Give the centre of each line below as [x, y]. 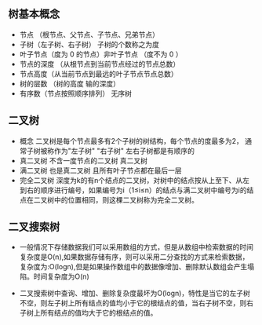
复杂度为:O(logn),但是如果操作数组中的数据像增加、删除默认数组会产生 [133, 267]
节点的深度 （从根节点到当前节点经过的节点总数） [100, 64]
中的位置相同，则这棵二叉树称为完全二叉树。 [126, 199]
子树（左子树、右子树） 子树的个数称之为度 [89, 44]
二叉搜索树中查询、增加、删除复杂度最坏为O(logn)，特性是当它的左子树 [135, 294]
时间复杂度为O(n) [61, 276]
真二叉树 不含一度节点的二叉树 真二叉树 [83, 160]
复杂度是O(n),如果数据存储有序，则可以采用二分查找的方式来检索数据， [134, 257]
